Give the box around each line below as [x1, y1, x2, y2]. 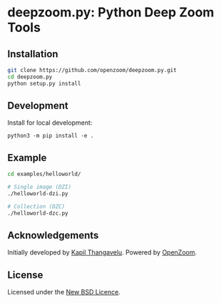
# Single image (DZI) [7, 183, 72, 191]
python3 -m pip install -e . [7, 133, 94, 140]
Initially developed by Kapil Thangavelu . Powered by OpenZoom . [7, 248, 197, 257]
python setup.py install [7, 80, 81, 87]
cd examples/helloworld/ [7, 170, 81, 178]
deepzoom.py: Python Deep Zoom [7, 4, 215, 21]
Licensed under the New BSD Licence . [7, 288, 121, 297]
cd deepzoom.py [7, 73, 53, 81]
